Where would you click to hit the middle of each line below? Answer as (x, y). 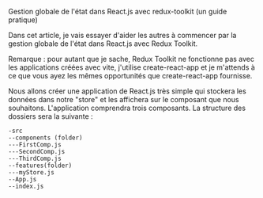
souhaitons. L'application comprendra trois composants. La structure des (127, 108)
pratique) (23, 20)
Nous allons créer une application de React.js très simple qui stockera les (127, 91)
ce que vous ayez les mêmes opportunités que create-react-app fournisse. (130, 76)
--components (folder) (45, 138)
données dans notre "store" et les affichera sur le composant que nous (124, 99)
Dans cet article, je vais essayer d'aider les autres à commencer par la (122, 35)
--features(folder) (40, 166)
